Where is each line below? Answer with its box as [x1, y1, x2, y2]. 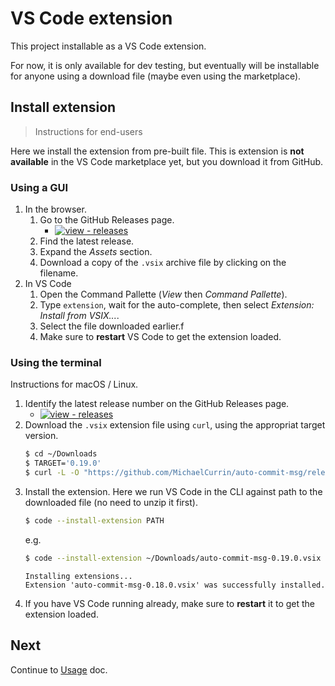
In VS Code [24, 278, 72, 290]
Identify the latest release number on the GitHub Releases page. [24, 398, 290, 410]
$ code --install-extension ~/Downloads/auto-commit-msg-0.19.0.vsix [24, 553, 322, 563]
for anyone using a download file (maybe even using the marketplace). [10, 70, 302, 82]
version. [24, 430, 59, 442]
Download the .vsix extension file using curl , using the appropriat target [24, 419, 326, 431]
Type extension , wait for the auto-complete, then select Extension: [39, 299, 315, 311]
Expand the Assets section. [39, 246, 153, 258]
